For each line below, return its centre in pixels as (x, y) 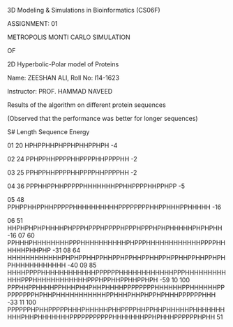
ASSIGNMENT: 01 (32, 23)
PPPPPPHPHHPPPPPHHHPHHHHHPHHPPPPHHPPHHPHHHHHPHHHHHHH (116, 310)
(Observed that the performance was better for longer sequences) (103, 118)
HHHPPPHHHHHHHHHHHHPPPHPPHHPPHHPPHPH (83, 280)
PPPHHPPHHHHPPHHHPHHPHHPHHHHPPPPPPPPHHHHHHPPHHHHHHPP (116, 287)
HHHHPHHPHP (29, 250)
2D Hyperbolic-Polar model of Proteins (63, 64)
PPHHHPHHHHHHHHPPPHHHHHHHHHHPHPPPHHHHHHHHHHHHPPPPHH (116, 243)
